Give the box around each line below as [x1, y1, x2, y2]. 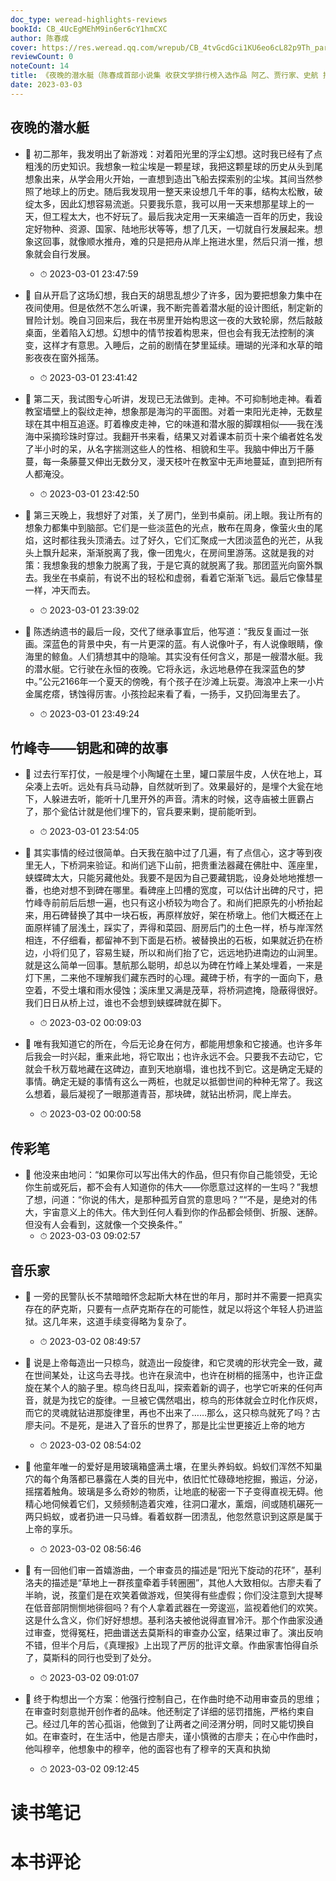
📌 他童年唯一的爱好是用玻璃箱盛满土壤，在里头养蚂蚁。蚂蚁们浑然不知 [24, 1461, 314, 1472]
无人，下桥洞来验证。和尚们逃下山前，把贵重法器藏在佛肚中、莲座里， [33, 859, 323, 871]
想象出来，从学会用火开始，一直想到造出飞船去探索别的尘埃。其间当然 [24, 172, 315, 185]
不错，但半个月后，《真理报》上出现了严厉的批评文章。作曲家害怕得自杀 [24, 1639, 319, 1651]
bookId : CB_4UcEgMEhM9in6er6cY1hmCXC [10, 24, 168, 34]
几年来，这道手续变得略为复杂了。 [51, 1316, 192, 1327]
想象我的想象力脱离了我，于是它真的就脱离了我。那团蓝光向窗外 [51, 559, 315, 571]
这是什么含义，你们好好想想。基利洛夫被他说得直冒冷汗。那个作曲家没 [24, 1614, 315, 1626]
